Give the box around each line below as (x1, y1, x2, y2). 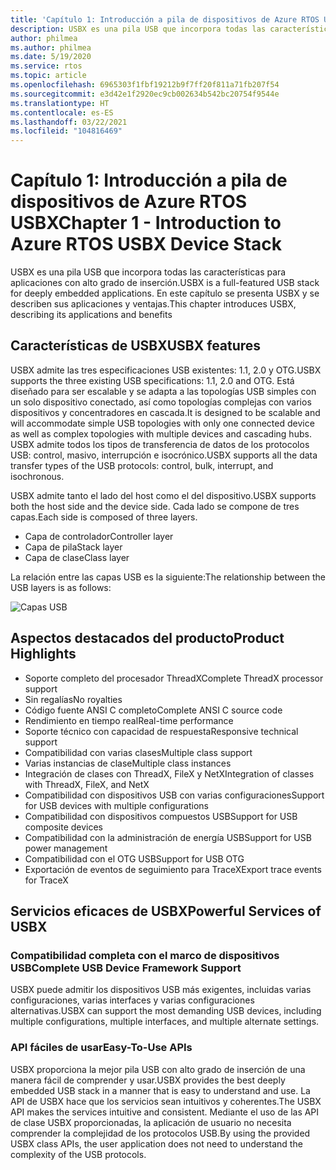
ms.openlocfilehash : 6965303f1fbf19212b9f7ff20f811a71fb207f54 (10, 80, 280, 90)
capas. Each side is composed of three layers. (10, 511, 198, 523)
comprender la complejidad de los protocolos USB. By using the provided (10, 1127, 311, 1139)
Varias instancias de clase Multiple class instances (24, 757, 232, 769)
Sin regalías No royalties (24, 693, 123, 705)
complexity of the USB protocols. (10, 1148, 147, 1160)
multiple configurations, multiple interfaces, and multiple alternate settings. (10, 1016, 320, 1028)
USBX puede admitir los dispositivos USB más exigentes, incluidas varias (10, 984, 312, 996)
